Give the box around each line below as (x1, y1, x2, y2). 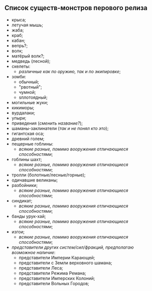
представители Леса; (18, 265, 63, 271)
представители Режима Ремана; (18, 270, 87, 276)
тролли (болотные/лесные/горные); (11, 172, 86, 178)
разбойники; (11, 182, 38, 188)
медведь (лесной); (11, 58, 51, 64)
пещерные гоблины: (11, 141, 54, 146)
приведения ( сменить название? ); (11, 120, 83, 126)
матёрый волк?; (11, 53, 45, 59)
